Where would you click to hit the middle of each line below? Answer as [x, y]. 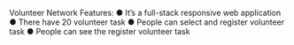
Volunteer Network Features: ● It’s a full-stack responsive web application [145, 13]
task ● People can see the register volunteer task [100, 31]
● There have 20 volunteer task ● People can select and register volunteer [147, 22]
